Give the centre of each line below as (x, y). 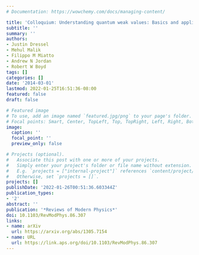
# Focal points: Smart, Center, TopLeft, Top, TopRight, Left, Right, (95, 122)
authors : (17, 39)
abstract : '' (22, 204)
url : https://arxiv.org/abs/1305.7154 (60, 232)
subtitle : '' (22, 28)
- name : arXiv (24, 226)
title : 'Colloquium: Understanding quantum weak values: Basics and (92, 22)
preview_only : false (37, 144)
